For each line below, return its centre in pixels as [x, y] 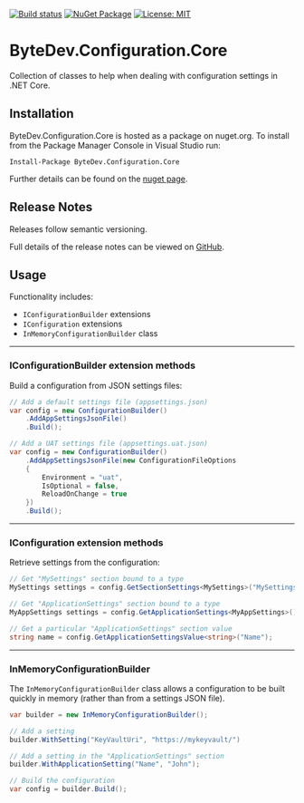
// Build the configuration [62, 781]
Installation [42, 114]
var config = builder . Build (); [68, 789]
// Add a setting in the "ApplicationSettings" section [117, 756]
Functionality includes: [51, 297]
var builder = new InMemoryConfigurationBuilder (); [109, 715]
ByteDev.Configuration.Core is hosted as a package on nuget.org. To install [149, 135]
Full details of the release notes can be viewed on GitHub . [117, 247]
